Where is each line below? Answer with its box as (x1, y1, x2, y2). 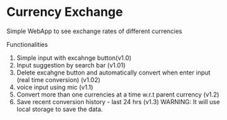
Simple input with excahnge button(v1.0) (16, 53, 132, 62)
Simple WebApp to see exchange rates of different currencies (6, 27, 183, 35)
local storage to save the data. (16, 105, 103, 113)
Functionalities (6, 40, 48, 48)
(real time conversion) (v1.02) (16, 75, 101, 83)
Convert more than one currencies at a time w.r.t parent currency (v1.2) (16, 90, 219, 99)
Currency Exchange (6, 4, 123, 20)
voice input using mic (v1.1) (16, 83, 94, 91)
